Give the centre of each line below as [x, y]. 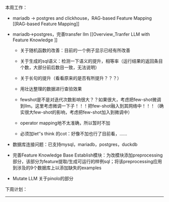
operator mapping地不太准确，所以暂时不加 [65, 123]
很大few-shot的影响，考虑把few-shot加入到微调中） [78, 112]
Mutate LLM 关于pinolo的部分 [43, 179]
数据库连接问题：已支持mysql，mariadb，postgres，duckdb [75, 144]
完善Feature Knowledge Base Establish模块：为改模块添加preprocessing [88, 155]
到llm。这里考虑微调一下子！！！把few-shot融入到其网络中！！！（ [90, 106]
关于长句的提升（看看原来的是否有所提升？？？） [71, 78]
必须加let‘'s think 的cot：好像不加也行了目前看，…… [73, 134]
